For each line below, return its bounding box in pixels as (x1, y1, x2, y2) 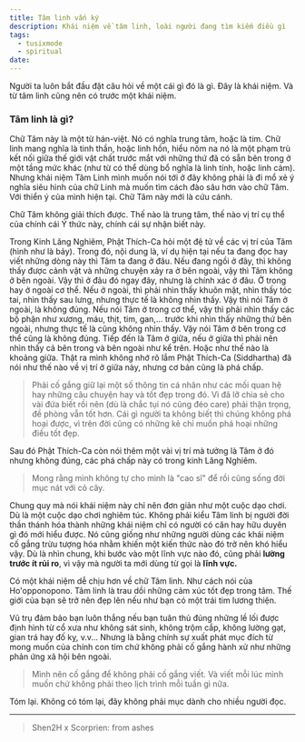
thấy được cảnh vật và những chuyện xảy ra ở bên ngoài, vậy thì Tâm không (9, 266, 293, 276)
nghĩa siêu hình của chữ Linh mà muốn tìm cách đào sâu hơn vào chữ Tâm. (9, 182, 290, 193)
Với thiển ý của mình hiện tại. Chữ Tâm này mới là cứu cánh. (9, 192, 233, 203)
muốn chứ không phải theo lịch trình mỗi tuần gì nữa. (31, 678, 230, 689)
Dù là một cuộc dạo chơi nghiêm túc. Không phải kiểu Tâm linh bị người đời (9, 510, 290, 521)
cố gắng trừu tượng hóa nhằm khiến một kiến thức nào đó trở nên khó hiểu (9, 538, 288, 550)
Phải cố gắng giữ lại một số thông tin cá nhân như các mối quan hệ (31, 379, 282, 391)
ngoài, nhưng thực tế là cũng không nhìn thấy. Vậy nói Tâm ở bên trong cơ (9, 324, 286, 335)
